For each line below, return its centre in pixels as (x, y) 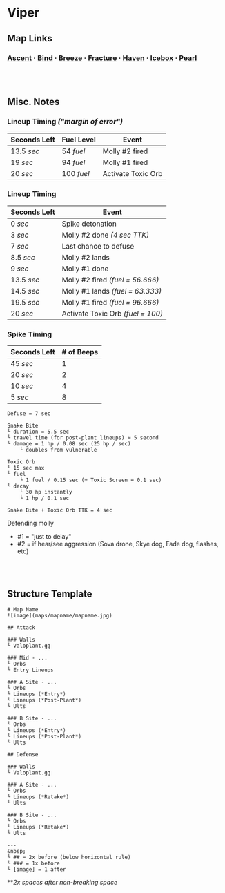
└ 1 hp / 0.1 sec (45, 499)
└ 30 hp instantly (46, 492)
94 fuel (74, 162)
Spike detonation (89, 224)
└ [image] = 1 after (37, 869)
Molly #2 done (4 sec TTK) (106, 235)
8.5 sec (23, 257)
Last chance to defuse (98, 246)
